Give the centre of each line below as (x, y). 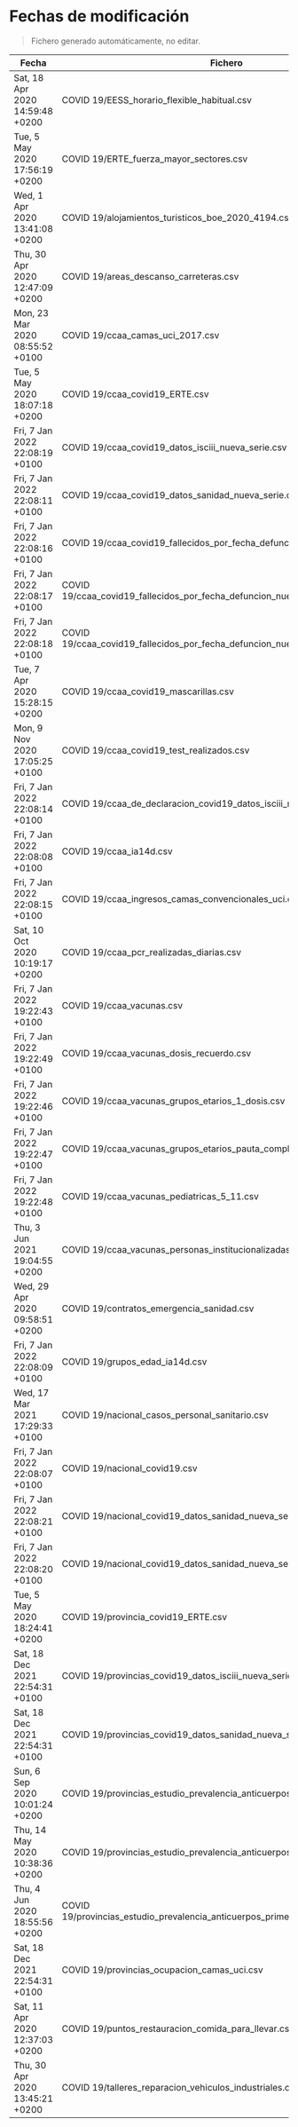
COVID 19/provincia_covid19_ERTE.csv (145, 1617)
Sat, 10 (29, 929)
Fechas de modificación (99, 16)
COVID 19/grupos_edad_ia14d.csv (134, 1362)
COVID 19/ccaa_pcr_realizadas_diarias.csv (152, 952)
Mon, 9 (28, 728)
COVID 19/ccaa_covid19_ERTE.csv (136, 394)
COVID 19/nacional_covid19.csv (129, 1468)
